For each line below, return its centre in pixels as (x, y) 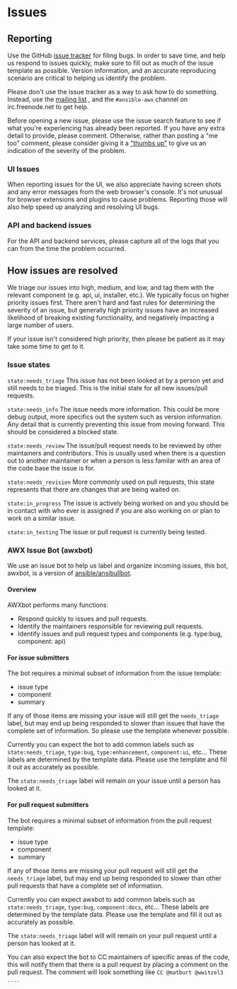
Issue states (29, 365)
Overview (22, 589)
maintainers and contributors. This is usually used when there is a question (117, 453)
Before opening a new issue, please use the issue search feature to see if (114, 120)
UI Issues (24, 169)
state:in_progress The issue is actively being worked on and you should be (118, 503)
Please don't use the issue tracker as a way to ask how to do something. (113, 92)
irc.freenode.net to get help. (48, 107)
